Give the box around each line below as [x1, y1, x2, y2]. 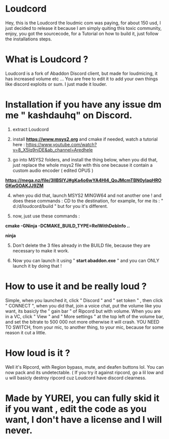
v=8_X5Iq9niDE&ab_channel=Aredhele [12, 147, 93, 153]
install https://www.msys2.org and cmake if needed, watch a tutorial [12, 136, 158, 142]
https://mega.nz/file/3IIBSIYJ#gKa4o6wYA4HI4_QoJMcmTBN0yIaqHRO [5, 177, 162, 183]
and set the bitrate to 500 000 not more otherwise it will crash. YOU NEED [5, 319, 159, 325]
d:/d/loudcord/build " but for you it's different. [12, 203, 108, 209]
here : [12, 141, 25, 147]
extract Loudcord [12, 126, 49, 132]
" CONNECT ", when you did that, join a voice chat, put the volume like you [5, 302, 161, 309]
